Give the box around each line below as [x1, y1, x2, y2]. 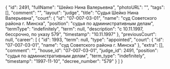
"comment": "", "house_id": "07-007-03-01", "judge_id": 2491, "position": [5, 48, 158, 53]
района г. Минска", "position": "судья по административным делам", [5, 20, 154, 26]
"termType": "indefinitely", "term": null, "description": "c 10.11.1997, [5, 26, 144, 32]
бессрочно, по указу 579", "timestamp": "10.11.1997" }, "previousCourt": [5, 31, 157, 37]
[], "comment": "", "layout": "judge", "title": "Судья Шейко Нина [5, 10, 139, 16]
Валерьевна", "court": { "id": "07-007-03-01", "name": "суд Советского [5, 15, 157, 21]
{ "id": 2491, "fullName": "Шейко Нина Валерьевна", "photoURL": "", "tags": [5, 5, 165, 10]
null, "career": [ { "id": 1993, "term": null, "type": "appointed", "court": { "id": [5, 37, 164, 43]
